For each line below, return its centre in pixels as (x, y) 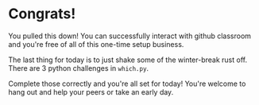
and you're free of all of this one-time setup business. (96, 44)
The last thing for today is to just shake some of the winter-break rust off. (128, 60)
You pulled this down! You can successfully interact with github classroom (130, 36)
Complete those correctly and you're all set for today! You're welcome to (127, 84)
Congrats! (42, 14)
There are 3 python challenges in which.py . (79, 68)
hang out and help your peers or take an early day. (91, 91)
